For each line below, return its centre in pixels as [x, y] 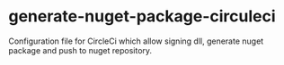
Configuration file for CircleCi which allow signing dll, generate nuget [136, 41]
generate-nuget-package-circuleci [142, 16]
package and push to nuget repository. [80, 50]
